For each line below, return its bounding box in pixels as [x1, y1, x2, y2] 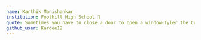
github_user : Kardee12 [6, 25, 63, 31]
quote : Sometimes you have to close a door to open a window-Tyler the [6, 19, 188, 25]
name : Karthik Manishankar [6, 8, 74, 15]
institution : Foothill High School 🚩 [6, 14, 100, 20]
